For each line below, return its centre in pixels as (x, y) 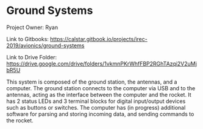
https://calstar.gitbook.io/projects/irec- (98, 39)
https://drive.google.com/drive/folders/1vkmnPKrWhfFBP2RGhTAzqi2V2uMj (101, 64)
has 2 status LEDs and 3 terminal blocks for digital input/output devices (96, 101)
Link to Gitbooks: (27, 39)
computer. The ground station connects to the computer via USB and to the (101, 88)
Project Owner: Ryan (32, 27)
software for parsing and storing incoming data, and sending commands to (100, 114)
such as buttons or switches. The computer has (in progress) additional (96, 107)
